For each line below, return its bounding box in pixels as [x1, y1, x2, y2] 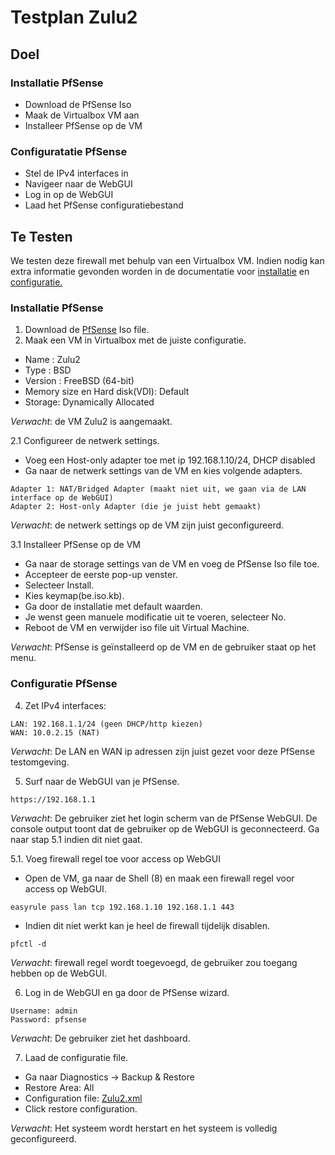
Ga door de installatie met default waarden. [24, 601, 203, 613]
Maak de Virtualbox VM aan [24, 109, 140, 121]
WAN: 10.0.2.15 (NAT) [10, 727, 101, 738]
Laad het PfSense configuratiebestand [24, 199, 184, 211]
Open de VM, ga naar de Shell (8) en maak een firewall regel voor [24, 872, 295, 884]
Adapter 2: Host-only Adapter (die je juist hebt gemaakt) [10, 502, 262, 512]
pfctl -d [10, 939, 47, 949]
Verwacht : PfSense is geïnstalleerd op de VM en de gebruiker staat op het [10, 641, 317, 653]
